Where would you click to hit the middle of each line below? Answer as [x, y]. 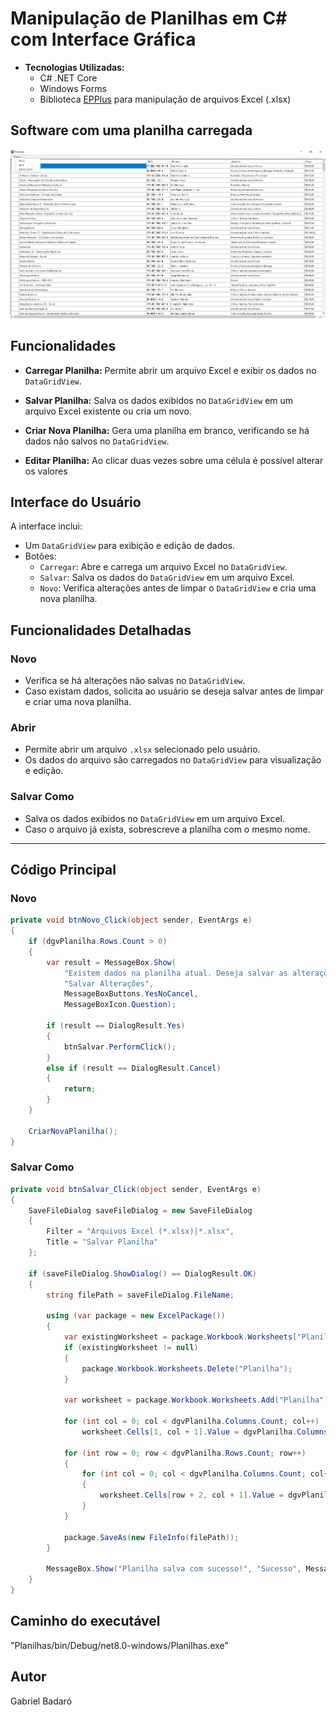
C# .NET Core [68, 78]
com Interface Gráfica [103, 39]
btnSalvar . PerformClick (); [120, 1047]
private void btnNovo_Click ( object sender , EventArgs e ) [131, 920]
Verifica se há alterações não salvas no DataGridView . [135, 681]
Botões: [40, 556]
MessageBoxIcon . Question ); [120, 1005]
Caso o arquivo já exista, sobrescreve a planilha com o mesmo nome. [167, 829]
